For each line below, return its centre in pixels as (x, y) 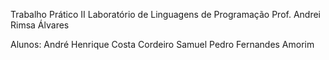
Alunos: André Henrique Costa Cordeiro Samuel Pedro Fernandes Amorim (162, 44)
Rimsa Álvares (40, 25)
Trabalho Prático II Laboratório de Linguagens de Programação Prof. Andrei (165, 14)
